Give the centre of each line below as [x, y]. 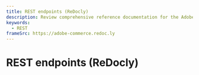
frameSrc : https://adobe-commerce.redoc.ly [61, 34]
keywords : [18, 22]
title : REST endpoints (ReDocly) [47, 12]
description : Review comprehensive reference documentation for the [92, 17]
